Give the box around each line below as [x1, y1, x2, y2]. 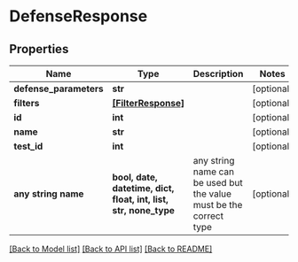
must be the [192, 199, 243, 211]
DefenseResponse [9, 6, 148, 27]
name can [192, 166, 235, 178]
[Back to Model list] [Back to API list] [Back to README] [9, 243, 213, 254]
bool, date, [112, 171, 158, 183]
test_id [13, 140, 43, 152]
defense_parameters [13, 82, 104, 95]
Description [192, 68, 244, 80]
